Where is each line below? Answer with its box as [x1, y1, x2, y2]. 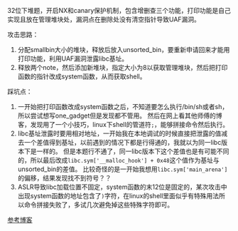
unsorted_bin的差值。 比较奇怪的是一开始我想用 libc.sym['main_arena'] [17, 165, 228, 173]
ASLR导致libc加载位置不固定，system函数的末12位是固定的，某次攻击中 [17, 183, 227, 191]
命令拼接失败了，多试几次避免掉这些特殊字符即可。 [23, 200, 174, 209]
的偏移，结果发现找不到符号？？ [17, 174, 112, 182]
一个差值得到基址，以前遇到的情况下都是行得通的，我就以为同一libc [23, 138, 222, 146]
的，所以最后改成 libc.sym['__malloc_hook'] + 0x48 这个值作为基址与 [17, 156, 220, 164]
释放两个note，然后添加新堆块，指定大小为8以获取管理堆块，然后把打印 [17, 63, 228, 71]
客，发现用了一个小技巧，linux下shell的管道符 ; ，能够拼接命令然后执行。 [17, 120, 229, 128]
